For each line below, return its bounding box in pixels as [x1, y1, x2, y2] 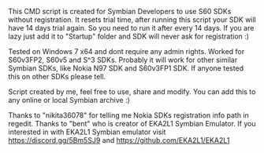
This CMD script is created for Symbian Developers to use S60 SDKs [8, 7, 232, 16]
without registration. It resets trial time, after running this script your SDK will [8, 15, 256, 24]
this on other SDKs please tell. [8, 72, 106, 81]
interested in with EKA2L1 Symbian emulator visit [8, 127, 166, 137]
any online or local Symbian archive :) [8, 96, 130, 104]
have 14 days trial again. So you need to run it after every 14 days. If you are [8, 24, 255, 32]
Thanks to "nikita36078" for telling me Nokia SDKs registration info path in [8, 111, 250, 120]
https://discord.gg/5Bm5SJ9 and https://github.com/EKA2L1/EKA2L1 [8, 136, 230, 144]
